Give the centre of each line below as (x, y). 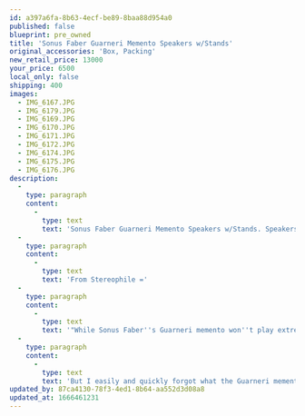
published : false (42, 26)
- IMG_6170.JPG (46, 128)
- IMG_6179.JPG (46, 111)
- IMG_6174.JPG (46, 153)
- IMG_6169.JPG (46, 119)
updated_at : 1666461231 (54, 398)
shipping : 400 (36, 85)
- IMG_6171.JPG (46, 136)
